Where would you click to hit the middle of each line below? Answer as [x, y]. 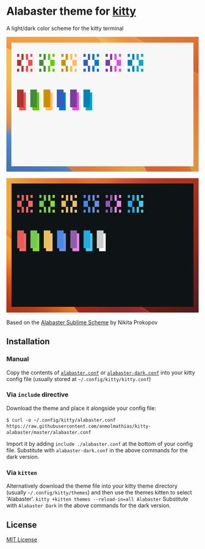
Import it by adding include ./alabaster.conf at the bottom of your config [100, 444]
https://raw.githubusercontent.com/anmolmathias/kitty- [79, 426]
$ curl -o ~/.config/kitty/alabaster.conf [61, 420]
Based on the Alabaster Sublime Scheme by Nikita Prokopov [82, 322]
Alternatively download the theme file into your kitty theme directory [92, 486]
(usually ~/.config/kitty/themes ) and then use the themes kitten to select [99, 493]
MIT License [22, 539]
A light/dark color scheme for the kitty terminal [65, 28]
